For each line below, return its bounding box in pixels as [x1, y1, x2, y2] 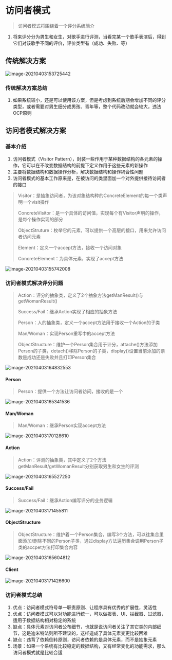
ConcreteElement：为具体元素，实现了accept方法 [17, 255, 123, 261]
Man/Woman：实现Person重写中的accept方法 [17, 330, 116, 337]
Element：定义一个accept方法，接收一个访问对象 [17, 244, 122, 251]
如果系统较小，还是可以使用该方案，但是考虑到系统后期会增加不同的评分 [12, 97, 166, 103]
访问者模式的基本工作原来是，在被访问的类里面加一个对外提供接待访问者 [12, 175, 166, 181]
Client [5, 566, 19, 573]
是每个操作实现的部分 [17, 216, 63, 222]
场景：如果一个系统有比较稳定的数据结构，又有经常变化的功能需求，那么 [12, 643, 166, 649]
